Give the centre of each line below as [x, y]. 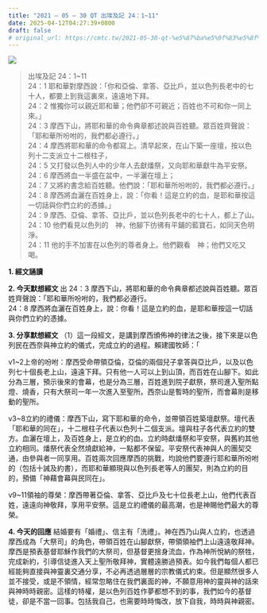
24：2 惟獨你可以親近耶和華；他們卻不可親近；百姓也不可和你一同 [136, 106]
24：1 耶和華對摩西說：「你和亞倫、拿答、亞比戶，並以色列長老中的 [137, 86]
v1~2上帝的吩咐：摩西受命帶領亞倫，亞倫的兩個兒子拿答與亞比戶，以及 [124, 362]
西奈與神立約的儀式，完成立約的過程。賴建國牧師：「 [114, 345]
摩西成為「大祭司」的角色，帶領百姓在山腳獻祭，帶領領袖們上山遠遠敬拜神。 [133, 542]
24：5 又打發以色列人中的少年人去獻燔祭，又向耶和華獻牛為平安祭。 [139, 166]
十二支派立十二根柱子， [73, 156]
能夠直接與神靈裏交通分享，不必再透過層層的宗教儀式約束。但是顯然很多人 [137, 572]
